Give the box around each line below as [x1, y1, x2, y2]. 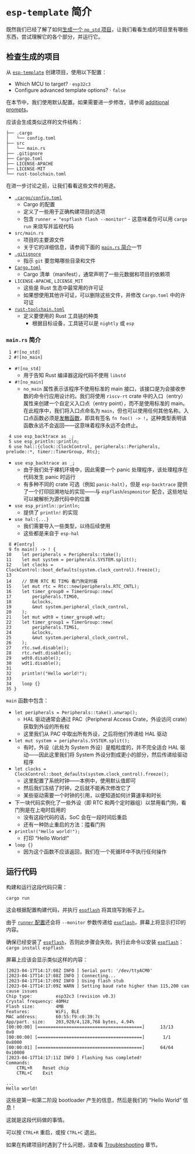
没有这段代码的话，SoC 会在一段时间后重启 [23, 814, 127, 821]
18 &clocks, [6, 599, 54, 605]
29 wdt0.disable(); [6, 655, 61, 662]
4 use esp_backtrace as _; [8, 434, 75, 440]
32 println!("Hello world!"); [6, 671, 88, 677]
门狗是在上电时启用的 [14, 806, 66, 814]
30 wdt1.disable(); [6, 660, 61, 666]
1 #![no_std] [8, 350, 41, 355]
